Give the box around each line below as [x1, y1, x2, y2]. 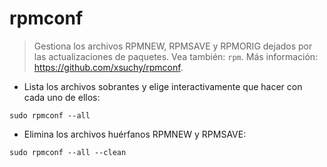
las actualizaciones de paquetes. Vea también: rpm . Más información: [33, 50, 319, 62]
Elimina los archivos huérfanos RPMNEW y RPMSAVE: [23, 128, 247, 140]
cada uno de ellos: [23, 91, 101, 103]
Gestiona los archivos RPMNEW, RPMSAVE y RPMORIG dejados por [33, 40, 313, 52]
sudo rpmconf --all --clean [9, 147, 127, 157]
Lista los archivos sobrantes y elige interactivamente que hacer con [23, 80, 303, 92]
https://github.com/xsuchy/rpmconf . [33, 61, 184, 73]
